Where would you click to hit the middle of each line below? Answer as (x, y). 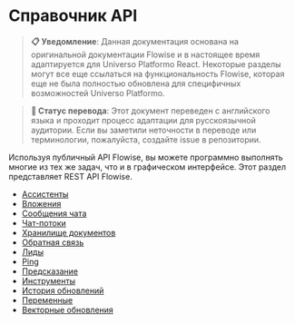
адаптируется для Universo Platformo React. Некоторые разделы (156, 64)
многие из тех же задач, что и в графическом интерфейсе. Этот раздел (147, 167)
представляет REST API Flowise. (70, 176)
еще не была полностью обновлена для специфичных (136, 83)
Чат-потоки (44, 222)
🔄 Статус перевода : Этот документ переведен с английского (150, 111)
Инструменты (49, 280)
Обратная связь (53, 242)
